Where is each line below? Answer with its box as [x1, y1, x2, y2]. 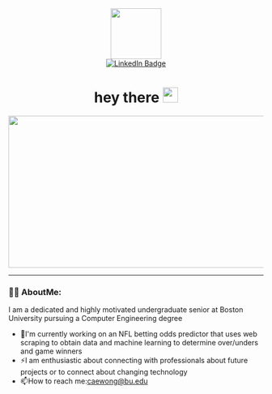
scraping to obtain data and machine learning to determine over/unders [19, 338, 259, 348]
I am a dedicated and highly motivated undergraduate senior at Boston [8, 305, 244, 315]
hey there [94, 88, 160, 107]
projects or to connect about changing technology [19, 367, 188, 377]
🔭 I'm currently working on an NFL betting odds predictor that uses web [19, 329, 257, 339]
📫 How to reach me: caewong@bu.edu [19, 376, 148, 386]
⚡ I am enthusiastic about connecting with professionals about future [19, 356, 249, 366]
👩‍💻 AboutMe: [8, 286, 62, 298]
